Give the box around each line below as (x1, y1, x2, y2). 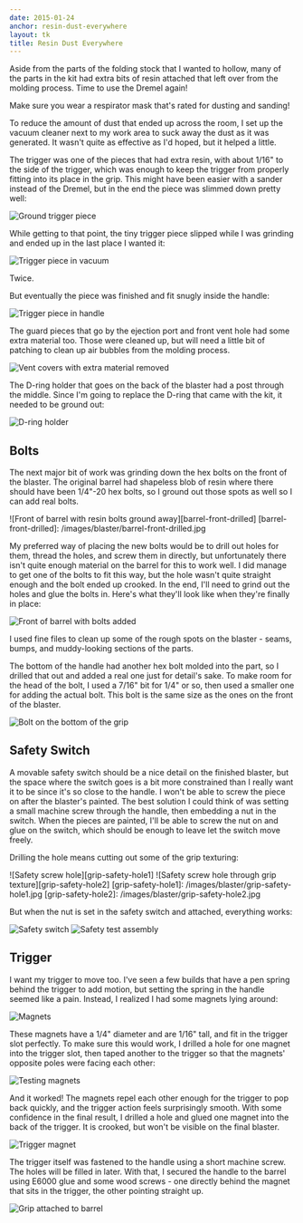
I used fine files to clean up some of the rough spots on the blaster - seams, (9, 633, 292, 644)
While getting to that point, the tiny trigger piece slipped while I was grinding (9, 228, 294, 239)
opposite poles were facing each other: (9, 1057, 156, 1068)
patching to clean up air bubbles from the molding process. (9, 345, 231, 356)
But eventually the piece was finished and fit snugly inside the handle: (9, 291, 270, 302)
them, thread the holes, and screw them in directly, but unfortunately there (9, 550, 287, 562)
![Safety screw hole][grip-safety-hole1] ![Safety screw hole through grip (9, 869, 277, 880)
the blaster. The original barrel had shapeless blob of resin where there (9, 477, 274, 487)
